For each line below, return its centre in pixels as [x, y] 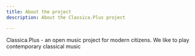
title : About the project [39, 12]
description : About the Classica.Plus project [66, 17]
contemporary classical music [43, 46]
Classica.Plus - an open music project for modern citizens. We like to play [98, 40]
